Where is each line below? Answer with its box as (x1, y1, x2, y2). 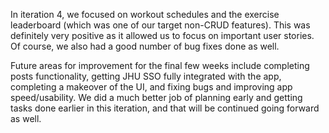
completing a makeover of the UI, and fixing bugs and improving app (10, 81, 293, 93)
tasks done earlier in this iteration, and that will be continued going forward (10, 102, 320, 114)
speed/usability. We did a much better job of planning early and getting (10, 92, 303, 103)
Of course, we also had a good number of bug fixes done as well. (10, 40, 280, 52)
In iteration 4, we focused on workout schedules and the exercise (10, 9, 280, 20)
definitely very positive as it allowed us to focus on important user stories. (10, 30, 315, 41)
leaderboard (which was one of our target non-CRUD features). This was (10, 19, 311, 31)
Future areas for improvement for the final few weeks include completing (10, 60, 310, 71)
